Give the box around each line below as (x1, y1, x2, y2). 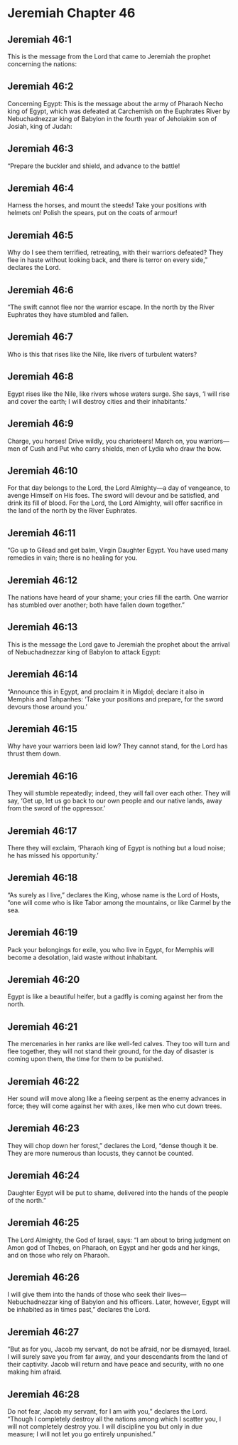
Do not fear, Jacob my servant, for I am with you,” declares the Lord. (7, 1407, 207, 1415)
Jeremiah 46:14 (7, 668, 78, 681)
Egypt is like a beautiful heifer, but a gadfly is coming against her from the (7, 992, 224, 1001)
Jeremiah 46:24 (7, 1169, 80, 1181)
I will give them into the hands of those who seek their (7, 1290, 166, 1299)
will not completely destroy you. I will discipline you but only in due (7, 1422, 203, 1431)
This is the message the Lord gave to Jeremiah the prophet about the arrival (7, 640, 230, 649)
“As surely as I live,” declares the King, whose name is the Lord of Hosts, (7, 890, 220, 899)
